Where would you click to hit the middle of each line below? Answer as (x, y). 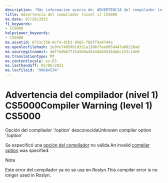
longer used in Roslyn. (28, 175)
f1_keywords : (19, 24)
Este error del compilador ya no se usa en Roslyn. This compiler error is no (81, 169)
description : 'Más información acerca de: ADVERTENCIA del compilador (80, 10)
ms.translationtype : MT (30, 56)
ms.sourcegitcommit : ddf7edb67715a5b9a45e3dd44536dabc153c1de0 (72, 51)
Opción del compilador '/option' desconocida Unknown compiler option (78, 130)
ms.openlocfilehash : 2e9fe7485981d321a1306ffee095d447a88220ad (72, 47)
